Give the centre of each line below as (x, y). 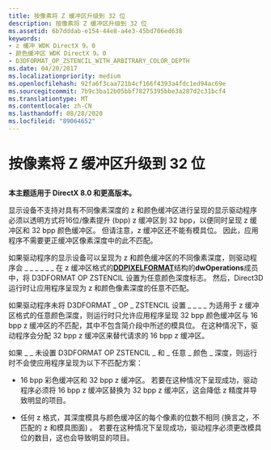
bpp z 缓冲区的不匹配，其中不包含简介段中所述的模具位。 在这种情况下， (130, 325)
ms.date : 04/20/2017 (43, 69)
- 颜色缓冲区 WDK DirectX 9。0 (57, 53)
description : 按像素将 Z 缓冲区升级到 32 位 (78, 23)
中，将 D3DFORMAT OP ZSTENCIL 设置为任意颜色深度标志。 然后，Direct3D (136, 278)
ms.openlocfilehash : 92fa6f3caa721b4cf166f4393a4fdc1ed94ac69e (117, 83)
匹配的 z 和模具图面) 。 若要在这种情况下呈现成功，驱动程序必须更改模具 (141, 428)
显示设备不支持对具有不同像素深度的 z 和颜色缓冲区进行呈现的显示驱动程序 (133, 210)
